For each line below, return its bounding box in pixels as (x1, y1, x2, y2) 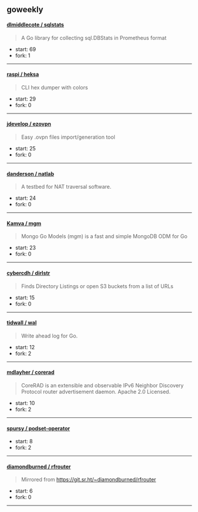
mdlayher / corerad (6, 369, 55, 376)
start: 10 (15, 400, 35, 407)
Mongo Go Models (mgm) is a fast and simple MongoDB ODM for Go (21, 233, 187, 240)
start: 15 (15, 294, 35, 301)
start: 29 (15, 95, 36, 102)
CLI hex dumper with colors (21, 83, 88, 91)
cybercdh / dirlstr (6, 270, 51, 276)
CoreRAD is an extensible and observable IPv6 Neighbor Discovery (21, 382, 184, 389)
